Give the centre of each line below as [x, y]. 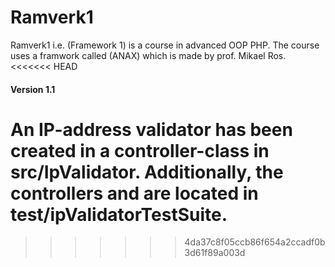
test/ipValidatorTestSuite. [119, 214]
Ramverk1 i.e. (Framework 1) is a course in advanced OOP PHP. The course [165, 45]
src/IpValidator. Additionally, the [147, 172]
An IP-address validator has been [151, 129]
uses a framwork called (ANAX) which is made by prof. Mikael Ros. [148, 55]
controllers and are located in [134, 193]
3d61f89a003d [215, 253]
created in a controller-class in [140, 150]
